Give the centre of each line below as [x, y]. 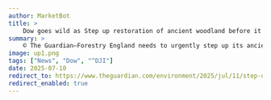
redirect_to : [30, 76]
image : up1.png [34, 53]
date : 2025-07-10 [38, 69]
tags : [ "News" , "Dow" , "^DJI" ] [61, 61]
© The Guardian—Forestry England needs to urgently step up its [133, 46]
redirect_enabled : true [48, 83]
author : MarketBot [39, 16]
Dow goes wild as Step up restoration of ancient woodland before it [142, 31]
